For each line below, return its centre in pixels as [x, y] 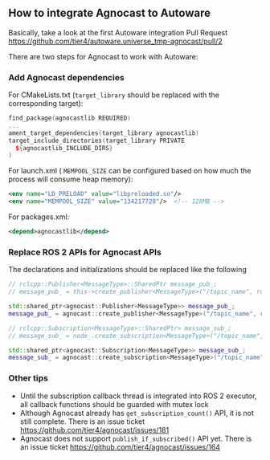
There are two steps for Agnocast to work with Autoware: [103, 56]
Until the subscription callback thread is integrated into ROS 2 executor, [138, 396]
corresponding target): [46, 104]
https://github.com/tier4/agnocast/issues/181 [94, 429]
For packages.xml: [39, 217]
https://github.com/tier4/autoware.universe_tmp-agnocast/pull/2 [115, 41]
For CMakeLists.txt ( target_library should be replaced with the [114, 95]
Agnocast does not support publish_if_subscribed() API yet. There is [136, 438]
